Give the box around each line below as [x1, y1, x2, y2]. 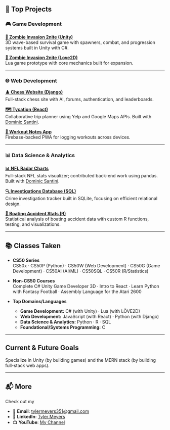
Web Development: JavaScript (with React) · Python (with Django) [20, 314, 159, 320]
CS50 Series [12, 257, 40, 263]
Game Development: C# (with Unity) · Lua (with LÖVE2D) [20, 308, 141, 314]
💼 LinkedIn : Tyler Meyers [12, 413, 65, 419]
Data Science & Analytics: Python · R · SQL [20, 319, 111, 325]
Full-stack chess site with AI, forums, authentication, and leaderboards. [5, 96, 154, 102]
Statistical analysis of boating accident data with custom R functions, [5, 216, 149, 222]
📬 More [5, 383, 32, 391]
